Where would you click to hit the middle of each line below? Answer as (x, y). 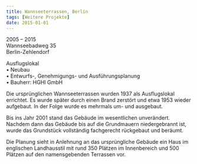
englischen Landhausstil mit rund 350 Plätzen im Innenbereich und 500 (93, 148)
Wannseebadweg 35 (31, 46)
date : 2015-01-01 (27, 22)
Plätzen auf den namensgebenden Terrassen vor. (66, 155)
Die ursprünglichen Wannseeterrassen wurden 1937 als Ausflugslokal (91, 94)
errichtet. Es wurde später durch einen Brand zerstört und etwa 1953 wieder (98, 100)
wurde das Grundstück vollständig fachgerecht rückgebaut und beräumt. (95, 130)
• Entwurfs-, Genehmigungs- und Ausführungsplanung (73, 76)
